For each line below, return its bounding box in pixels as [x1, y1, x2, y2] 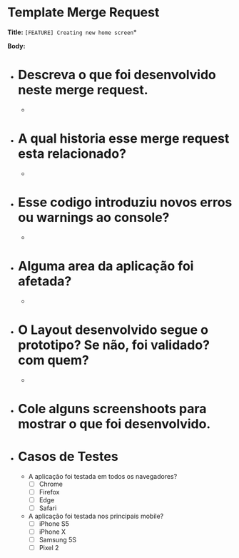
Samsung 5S [39, 536, 77, 544]
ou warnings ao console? [17, 210, 170, 225]
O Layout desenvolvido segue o [17, 322, 209, 338]
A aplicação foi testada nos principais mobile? [28, 512, 164, 520]
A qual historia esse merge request [17, 131, 230, 147]
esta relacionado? [17, 146, 127, 162]
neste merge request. [17, 82, 148, 98]
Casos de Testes [17, 449, 119, 465]
